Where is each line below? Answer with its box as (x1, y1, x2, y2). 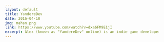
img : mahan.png (5, 20, 36, 26)
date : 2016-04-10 (5, 16, 41, 21)
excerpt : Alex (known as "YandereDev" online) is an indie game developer (5, 29, 161, 34)
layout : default (5, 7, 38, 12)
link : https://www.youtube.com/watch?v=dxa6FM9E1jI (5, 25, 112, 30)
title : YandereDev (5, 12, 42, 16)
